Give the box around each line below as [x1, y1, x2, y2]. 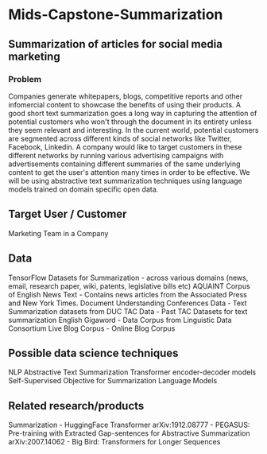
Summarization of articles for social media [8, 37, 222, 51]
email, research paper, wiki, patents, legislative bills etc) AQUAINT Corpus [8, 281, 250, 291]
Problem [8, 73, 42, 84]
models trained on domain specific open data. [8, 184, 159, 194]
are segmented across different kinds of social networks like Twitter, [8, 134, 232, 143]
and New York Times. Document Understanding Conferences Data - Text [8, 298, 248, 308]
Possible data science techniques [8, 346, 179, 359]
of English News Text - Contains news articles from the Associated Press [8, 289, 248, 299]
